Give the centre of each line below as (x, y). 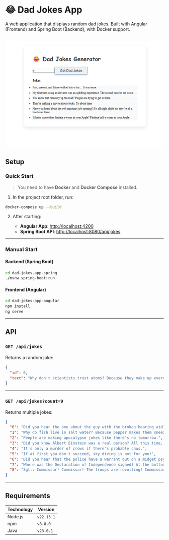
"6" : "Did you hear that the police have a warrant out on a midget (83, 459)
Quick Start (19, 176)
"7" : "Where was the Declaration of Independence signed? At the (80, 464)
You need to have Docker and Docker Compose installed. (77, 187)
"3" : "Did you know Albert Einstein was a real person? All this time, (87, 444)
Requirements (28, 496)
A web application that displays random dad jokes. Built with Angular (76, 24)
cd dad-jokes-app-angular (32, 301)
